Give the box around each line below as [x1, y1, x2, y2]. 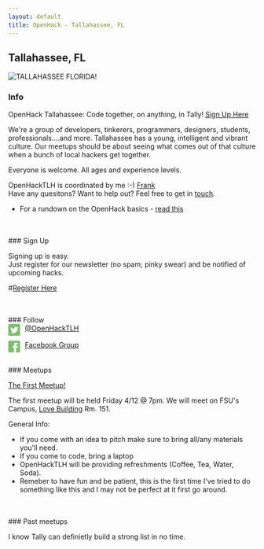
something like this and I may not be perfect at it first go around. [19, 485, 228, 494]
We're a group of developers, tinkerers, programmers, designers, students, [8, 124, 251, 134]
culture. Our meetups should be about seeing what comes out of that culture [8, 142, 257, 151]
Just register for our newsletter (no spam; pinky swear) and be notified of [8, 260, 246, 269]
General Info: [8, 419, 50, 429]
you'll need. [19, 443, 58, 452]
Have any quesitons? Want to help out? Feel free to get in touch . [8, 189, 216, 198]
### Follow [8, 315, 45, 324]
